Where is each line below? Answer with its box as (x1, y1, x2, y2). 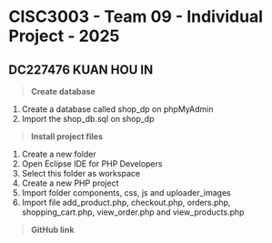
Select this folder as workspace (21, 168, 141, 178)
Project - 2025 (8, 25, 120, 46)
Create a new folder (21, 148, 96, 159)
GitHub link (30, 225, 75, 235)
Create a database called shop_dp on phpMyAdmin (21, 104, 214, 115)
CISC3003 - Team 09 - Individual (8, 6, 264, 27)
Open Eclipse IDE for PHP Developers (21, 158, 163, 169)
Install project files (30, 131, 104, 142)
